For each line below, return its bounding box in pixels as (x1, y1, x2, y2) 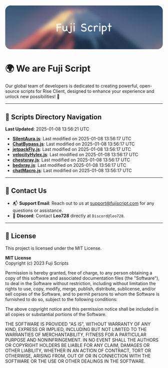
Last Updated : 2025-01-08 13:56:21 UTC (5, 126, 89, 132)
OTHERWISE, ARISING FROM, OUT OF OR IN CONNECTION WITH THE (5, 353, 151, 359)
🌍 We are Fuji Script (5, 63, 91, 74)
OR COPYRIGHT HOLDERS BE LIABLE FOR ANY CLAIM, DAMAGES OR (5, 342, 150, 348)
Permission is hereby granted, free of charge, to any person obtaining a (5, 270, 152, 276)
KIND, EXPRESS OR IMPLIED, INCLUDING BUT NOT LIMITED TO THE (5, 326, 147, 332)
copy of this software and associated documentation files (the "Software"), (5, 275, 160, 281)
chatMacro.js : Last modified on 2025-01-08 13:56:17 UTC (12, 168, 132, 174)
